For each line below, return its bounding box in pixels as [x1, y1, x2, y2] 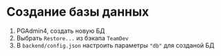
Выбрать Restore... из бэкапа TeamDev [16, 33, 129, 42]
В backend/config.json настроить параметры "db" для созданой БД [16, 41, 215, 49]
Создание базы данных [6, 4, 149, 20]
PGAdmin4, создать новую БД [16, 27, 105, 35]
